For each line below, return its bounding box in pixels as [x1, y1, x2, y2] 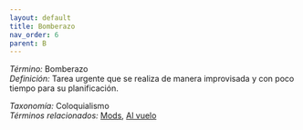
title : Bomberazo [9, 22, 76, 31]
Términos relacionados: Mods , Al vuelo [9, 110, 157, 121]
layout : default [9, 13, 71, 23]
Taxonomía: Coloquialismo [9, 101, 110, 112]
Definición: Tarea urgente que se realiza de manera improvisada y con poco [9, 74, 295, 85]
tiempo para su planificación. [9, 83, 119, 94]
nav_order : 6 [9, 30, 59, 39]
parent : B [9, 38, 47, 48]
